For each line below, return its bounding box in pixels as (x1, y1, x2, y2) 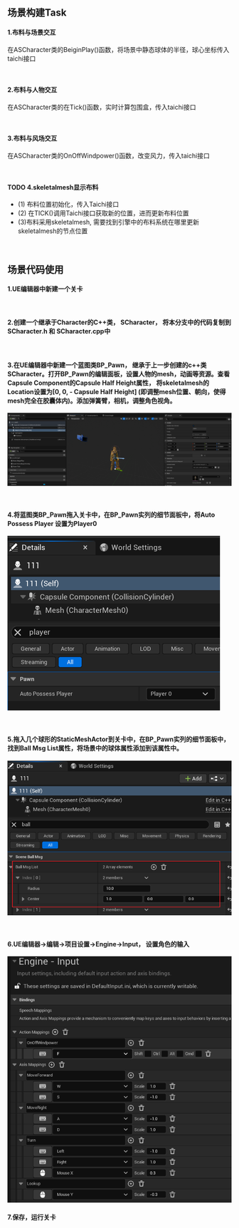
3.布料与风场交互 (7, 134, 58, 143)
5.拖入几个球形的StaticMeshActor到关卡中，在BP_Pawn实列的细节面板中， (7, 735, 230, 743)
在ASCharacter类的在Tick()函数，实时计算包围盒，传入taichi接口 (7, 103, 196, 111)
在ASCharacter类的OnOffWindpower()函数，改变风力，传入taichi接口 (7, 152, 210, 160)
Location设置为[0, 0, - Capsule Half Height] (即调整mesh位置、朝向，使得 (7, 387, 226, 396)
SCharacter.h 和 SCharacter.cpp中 (7, 327, 111, 336)
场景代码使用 (7, 263, 64, 276)
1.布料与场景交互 (7, 28, 56, 36)
